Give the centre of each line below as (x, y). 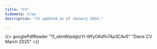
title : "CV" (17, 9)
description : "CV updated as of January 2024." (54, 18)
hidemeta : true (20, 14)
